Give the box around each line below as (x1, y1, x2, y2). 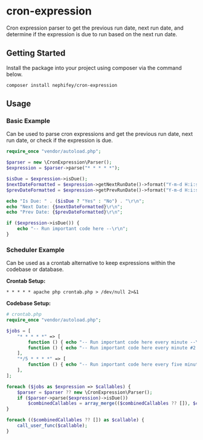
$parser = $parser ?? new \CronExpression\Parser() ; (17, 389, 153, 395)
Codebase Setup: (6, 300, 51, 307)
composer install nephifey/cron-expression (6, 82, 118, 88)
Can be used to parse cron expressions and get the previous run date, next (6, 130, 193, 138)
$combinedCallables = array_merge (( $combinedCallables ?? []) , (28, 400, 190, 407)
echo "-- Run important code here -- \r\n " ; (17, 226, 129, 232)
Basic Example (6, 116, 50, 125)
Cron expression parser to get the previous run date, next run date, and (6, 24, 184, 31)
